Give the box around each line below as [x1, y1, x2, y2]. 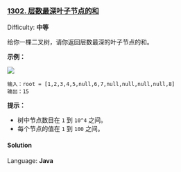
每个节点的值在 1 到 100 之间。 [17, 125, 104, 133]
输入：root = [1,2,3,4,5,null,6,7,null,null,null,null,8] [7, 81, 175, 88]
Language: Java [7, 156, 53, 164]
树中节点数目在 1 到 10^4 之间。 [17, 116, 107, 124]
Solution [7, 141, 33, 149]
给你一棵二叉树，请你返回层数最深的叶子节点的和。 [7, 38, 153, 46]
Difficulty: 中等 [7, 23, 49, 32]
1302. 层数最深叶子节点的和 [7, 6, 99, 15]
